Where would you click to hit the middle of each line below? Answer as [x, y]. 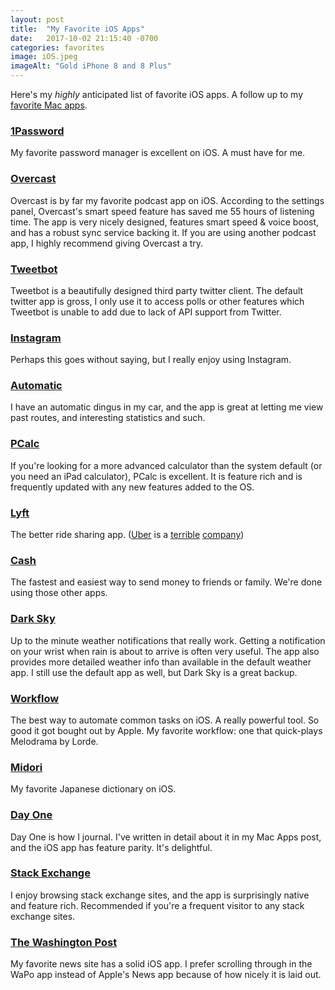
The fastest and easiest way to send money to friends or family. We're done [166, 582]
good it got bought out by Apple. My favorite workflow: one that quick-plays [166, 730]
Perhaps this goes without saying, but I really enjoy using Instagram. [151, 360]
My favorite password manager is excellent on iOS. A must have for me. [158, 153]
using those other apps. [59, 593]
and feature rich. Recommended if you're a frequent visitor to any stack [157, 905]
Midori [26, 767]
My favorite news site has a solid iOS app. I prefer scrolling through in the [161, 964]
